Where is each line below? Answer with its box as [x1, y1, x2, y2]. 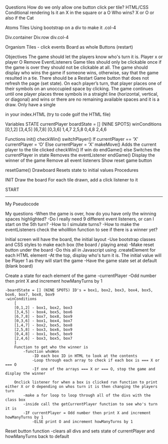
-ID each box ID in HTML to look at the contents [31, 353, 137, 358]
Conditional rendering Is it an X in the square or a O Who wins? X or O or [5, 10, 154, 16]
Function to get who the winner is [14, 345, 88, 350]
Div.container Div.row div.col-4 [5, 35, 69, 40]
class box [5, 397, 26, 402]
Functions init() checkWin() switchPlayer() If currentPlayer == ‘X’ [5, 136, 138, 142]
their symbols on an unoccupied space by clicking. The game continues [5, 86, 153, 92]
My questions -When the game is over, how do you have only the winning [5, 210, 156, 216]
